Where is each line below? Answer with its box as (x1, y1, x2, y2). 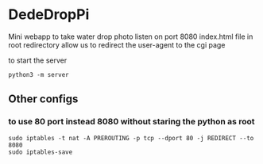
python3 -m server (8, 71, 69, 78)
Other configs (8, 93, 79, 106)
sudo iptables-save (8, 148, 73, 156)
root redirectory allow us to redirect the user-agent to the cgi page (8, 40, 226, 49)
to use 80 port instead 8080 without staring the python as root (8, 116, 255, 128)
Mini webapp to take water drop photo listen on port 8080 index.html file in (8, 32, 253, 41)
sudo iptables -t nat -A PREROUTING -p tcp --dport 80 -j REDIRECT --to (8, 134, 254, 142)
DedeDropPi (8, 6, 90, 24)
